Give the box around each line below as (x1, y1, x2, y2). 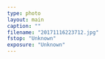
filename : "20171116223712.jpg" (7, 28, 99, 36)
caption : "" (7, 22, 41, 29)
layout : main (7, 16, 44, 23)
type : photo (7, 9, 41, 17)
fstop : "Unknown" (7, 35, 57, 42)
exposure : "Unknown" (7, 41, 66, 48)
